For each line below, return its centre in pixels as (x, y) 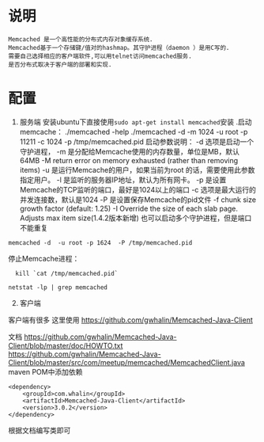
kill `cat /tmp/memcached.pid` (67, 273)
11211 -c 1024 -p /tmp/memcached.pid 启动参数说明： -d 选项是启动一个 (137, 141)
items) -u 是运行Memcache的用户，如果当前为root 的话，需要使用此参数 (137, 170)
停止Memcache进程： (44, 258)
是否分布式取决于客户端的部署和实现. (60, 64)
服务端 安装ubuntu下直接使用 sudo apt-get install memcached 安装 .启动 (136, 122)
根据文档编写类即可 (40, 430)
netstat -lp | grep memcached (58, 287)
